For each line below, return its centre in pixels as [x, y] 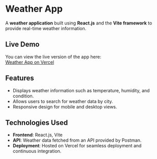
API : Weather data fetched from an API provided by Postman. [77, 140]
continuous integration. [37, 151]
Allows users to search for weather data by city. [63, 101]
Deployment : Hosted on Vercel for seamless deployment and [77, 146]
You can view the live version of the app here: [53, 57]
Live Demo [22, 45]
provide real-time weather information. [46, 28]
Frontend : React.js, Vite [37, 135]
